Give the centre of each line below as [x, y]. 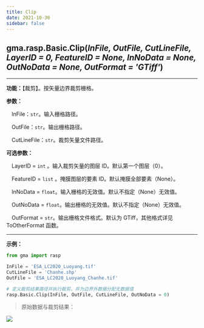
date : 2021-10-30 [28, 18]
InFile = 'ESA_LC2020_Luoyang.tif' [51, 267]
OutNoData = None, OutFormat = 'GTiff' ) [85, 67]
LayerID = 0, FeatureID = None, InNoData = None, [101, 58]
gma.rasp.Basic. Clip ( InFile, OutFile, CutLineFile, [99, 48]
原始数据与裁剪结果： [48, 307]
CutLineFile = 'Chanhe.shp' [42, 272]
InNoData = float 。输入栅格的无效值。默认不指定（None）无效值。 [96, 192]
